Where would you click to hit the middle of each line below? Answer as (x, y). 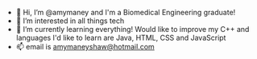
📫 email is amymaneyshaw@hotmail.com (85, 47)
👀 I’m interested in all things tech (70, 21)
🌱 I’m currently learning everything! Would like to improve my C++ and (133, 29)
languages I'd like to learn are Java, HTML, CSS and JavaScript (121, 37)
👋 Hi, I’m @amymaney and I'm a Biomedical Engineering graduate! (126, 12)
